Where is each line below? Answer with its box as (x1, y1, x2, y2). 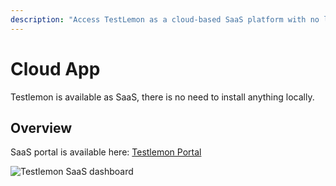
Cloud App (10, 57, 101, 80)
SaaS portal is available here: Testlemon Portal (10, 146, 202, 158)
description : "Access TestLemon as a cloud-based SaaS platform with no (10, 14, 320, 25)
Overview (10, 119, 73, 136)
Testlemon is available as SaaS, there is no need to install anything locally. (10, 91, 315, 103)
